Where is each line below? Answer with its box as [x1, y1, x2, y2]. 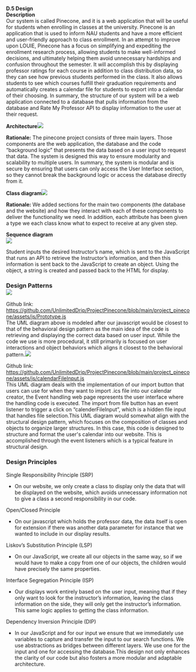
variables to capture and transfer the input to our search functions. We [14, 635, 184, 643]
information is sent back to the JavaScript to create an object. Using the [6, 260, 179, 268]
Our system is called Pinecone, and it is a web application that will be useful [6, 18, 188, 24]
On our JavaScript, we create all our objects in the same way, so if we [14, 553, 183, 560]
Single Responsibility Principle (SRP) [6, 471, 94, 478]
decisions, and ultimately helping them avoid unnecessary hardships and [6, 55, 181, 61]
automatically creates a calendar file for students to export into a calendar [6, 86, 184, 92]
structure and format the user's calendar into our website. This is [6, 431, 162, 438]
